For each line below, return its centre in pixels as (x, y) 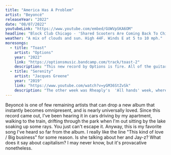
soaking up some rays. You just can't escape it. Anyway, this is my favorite (83, 126)
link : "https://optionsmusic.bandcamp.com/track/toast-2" (77, 62)
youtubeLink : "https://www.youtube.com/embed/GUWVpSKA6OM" (69, 29)
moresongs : (17, 43)
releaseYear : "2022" (27, 19)
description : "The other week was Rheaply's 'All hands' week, (84, 90)
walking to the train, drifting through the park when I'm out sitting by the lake (85, 121)
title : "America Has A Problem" (39, 10)
